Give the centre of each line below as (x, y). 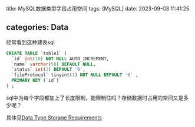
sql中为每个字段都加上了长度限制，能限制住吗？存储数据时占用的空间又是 (95, 98)
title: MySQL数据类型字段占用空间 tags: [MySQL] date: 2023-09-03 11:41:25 (98, 8)
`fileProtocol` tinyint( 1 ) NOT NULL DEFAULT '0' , (75, 75)
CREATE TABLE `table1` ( (37, 53)
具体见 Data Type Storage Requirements (54, 117)
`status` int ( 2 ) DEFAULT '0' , (48, 70)
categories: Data (37, 27)
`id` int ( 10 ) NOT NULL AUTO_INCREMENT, (60, 59)
